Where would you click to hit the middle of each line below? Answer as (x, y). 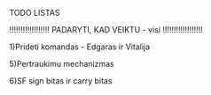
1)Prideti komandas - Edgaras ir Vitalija (80, 47)
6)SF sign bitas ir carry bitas (61, 81)
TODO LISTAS (35, 13)
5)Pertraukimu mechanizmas (62, 64)
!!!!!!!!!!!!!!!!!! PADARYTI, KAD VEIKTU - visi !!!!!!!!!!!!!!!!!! (106, 29)
